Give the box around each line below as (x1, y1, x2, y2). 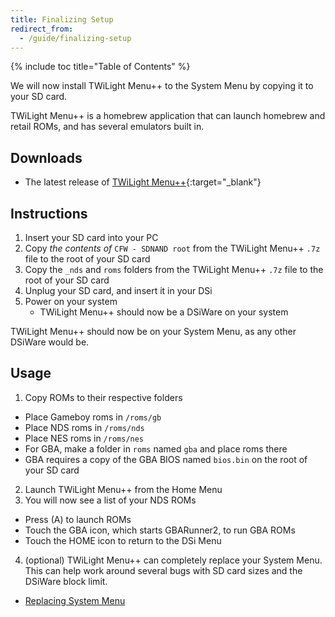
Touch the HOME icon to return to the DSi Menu (24, 534, 222, 546)
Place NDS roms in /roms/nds (24, 421, 145, 433)
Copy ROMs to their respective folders (24, 391, 183, 403)
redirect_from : (10, 24, 74, 34)
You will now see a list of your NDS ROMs (24, 494, 197, 506)
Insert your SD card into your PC (24, 232, 159, 243)
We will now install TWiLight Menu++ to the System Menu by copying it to (10, 80, 314, 92)
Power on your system (24, 296, 118, 307)
